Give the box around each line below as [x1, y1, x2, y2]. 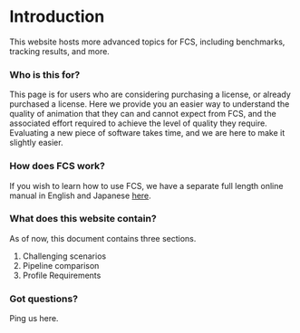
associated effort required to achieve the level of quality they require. [9, 118, 267, 128]
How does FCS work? [9, 160, 106, 173]
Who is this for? [9, 68, 81, 81]
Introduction [9, 6, 105, 27]
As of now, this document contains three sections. [9, 233, 197, 243]
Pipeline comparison [22, 260, 100, 271]
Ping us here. [9, 313, 59, 324]
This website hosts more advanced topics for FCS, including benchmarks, [9, 36, 285, 47]
